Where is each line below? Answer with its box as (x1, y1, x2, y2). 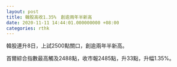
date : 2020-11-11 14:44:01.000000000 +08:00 (6, 20, 119, 25)
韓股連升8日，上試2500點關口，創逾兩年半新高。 (6, 42, 128, 49)
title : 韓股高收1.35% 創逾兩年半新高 (6, 14, 92, 20)
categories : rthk (6, 25, 50, 31)
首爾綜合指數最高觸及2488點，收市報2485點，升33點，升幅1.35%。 (6, 55, 175, 62)
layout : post (6, 8, 39, 15)
